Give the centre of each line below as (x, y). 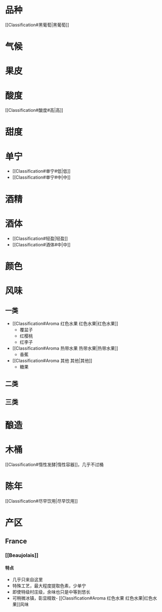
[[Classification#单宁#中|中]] (41, 177)
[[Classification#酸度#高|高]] (34, 110)
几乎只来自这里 (27, 580)
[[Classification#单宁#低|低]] (41, 171)
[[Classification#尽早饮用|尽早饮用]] (41, 501)
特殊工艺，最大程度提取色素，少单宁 (49, 586)
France (16, 541)
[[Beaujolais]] (22, 556)
